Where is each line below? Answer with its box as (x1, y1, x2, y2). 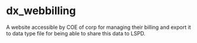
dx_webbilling (6, 4, 76, 18)
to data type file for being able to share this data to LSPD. (6, 29, 146, 37)
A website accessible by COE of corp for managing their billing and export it (6, 24, 191, 31)
